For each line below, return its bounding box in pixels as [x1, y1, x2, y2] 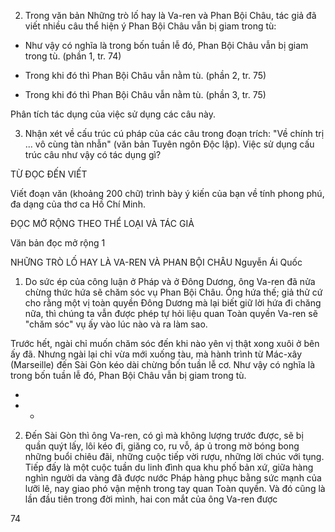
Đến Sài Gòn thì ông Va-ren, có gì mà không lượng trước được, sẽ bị [24, 430, 304, 441]
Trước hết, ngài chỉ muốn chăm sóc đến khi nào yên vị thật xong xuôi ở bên [10, 338, 320, 349]
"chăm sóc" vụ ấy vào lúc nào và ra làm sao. [24, 318, 208, 330]
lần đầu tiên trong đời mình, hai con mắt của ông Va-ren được [24, 493, 278, 505]
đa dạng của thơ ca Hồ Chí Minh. [10, 198, 146, 210]
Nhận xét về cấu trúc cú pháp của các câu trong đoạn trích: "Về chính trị [24, 128, 325, 139]
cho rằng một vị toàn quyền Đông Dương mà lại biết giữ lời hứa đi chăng [24, 297, 322, 309]
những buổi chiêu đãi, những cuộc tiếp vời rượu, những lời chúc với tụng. [24, 451, 325, 462]
